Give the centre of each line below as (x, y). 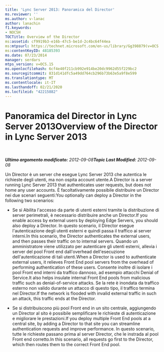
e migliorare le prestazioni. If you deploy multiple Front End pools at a (81, 319)
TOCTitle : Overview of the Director (42, 37)
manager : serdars (23, 60)
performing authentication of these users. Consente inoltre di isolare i (82, 267)
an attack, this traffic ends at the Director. (54, 299)
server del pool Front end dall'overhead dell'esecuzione (68, 252)
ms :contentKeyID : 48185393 (33, 50)
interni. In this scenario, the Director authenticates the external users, (81, 236)
